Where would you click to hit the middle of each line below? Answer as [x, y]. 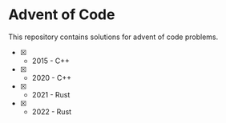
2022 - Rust [52, 111]
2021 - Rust [51, 94]
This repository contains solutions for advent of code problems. [113, 37]
